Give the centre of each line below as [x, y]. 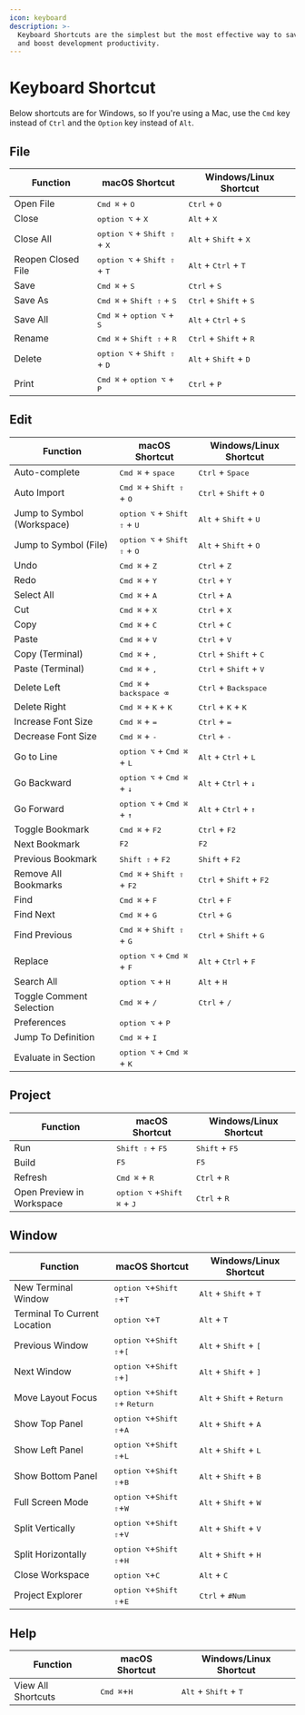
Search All [36, 981]
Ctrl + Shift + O [231, 492]
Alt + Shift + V [230, 1529]
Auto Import [39, 492]
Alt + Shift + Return [241, 1398]
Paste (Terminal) [49, 669]
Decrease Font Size [55, 736]
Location [33, 1325]
